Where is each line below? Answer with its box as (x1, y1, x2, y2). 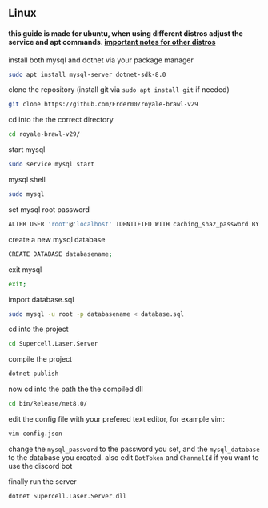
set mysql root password (8, 204, 90, 214)
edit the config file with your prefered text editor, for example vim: (8, 414, 226, 424)
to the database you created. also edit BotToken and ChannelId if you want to (8, 452, 259, 462)
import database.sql (8, 294, 74, 304)
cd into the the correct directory (8, 115, 114, 125)
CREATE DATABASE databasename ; (8, 250, 113, 258)
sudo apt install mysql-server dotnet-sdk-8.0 (8, 70, 166, 78)
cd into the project (8, 324, 70, 334)
